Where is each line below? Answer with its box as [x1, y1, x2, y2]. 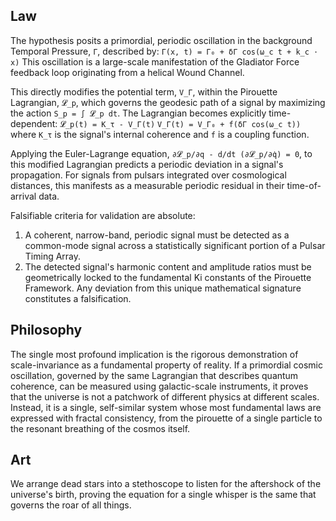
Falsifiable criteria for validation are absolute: [10, 209, 196, 221]
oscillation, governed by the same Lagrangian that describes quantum [10, 369, 299, 381]
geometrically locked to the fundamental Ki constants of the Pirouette [24, 271, 312, 283]
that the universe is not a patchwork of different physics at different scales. [10, 390, 320, 403]
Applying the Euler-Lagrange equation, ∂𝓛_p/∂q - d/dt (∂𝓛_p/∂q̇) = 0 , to [10, 147, 313, 159]
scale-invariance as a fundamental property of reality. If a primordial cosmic [10, 359, 324, 371]
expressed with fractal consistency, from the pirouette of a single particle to [10, 412, 323, 424]
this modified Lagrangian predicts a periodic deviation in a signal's [10, 158, 284, 170]
